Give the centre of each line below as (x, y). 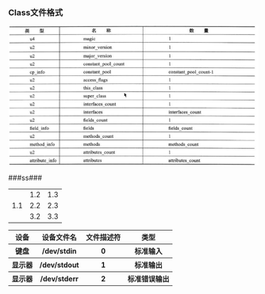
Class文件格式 (36, 12)
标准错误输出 (148, 279)
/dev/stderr (60, 278)
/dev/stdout (59, 265)
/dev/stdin (59, 250)
